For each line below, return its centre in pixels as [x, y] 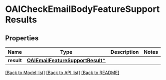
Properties [22, 38]
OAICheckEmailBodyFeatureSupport [83, 9]
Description [125, 52]
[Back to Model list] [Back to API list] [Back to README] [62, 73]
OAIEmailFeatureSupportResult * [66, 60]
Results [21, 20]
